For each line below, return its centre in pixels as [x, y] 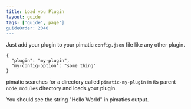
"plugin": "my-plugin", [40, 61]
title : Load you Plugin [35, 11]
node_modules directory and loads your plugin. [61, 88]
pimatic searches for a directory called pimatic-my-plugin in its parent [91, 82]
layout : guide [24, 17]
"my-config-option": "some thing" [54, 66]
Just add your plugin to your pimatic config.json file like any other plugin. [96, 45]
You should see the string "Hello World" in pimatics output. [78, 100]
